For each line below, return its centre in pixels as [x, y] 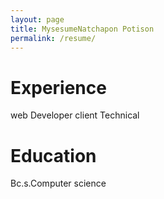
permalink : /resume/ [53, 38]
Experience [58, 87]
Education [53, 155]
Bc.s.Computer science [58, 183]
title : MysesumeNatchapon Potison [82, 29]
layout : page [37, 19]
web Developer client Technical [75, 115]
